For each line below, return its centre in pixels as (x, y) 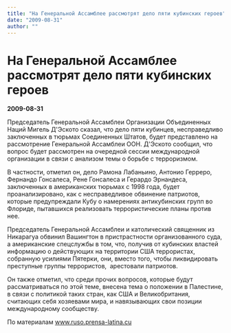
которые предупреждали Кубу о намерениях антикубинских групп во (110, 201)
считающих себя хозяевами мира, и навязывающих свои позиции (104, 301)
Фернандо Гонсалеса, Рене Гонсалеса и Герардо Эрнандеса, (97, 179)
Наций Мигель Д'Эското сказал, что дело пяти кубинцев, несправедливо (115, 130)
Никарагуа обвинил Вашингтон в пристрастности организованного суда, (114, 237)
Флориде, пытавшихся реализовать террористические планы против (109, 209)
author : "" (23, 26)
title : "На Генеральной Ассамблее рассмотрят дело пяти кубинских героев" (117, 13)
